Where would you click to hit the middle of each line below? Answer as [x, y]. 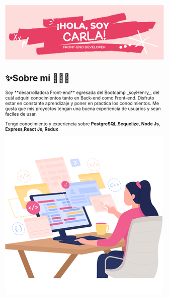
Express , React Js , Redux [32, 129]
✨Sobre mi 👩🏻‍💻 [38, 78]
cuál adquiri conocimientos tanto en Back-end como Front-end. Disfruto [80, 97]
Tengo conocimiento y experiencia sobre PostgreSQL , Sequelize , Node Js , [83, 124]
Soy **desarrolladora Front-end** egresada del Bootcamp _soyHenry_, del [82, 92]
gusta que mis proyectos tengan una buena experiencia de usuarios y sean [83, 109]
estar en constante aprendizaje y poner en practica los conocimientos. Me [82, 103]
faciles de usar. [21, 114]
